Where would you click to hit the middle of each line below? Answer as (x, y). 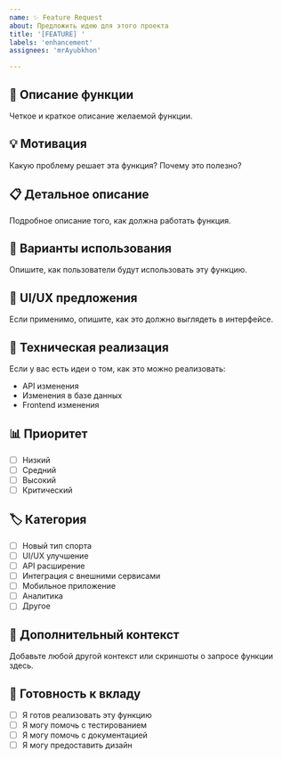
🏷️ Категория (48, 520)
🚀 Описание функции (72, 94)
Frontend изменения (60, 405)
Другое (36, 606)
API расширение (53, 566)
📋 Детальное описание (79, 195)
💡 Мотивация (48, 144)
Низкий (36, 460)
